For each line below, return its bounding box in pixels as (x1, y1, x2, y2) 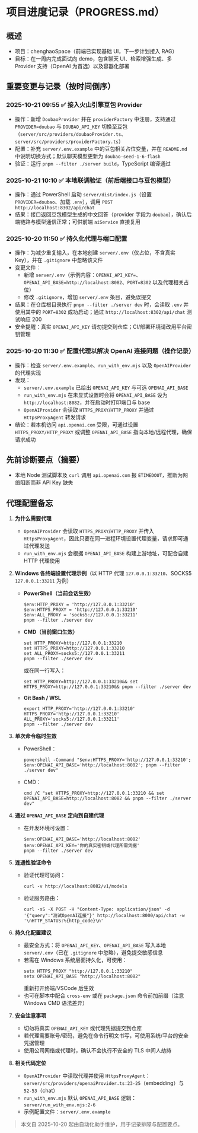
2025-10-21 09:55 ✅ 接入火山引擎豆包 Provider (6, 101, 143, 109)
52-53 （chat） (23, 1087, 59, 1094)
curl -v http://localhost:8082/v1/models (23, 883, 127, 890)
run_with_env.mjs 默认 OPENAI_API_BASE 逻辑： (23, 1094, 137, 1102)
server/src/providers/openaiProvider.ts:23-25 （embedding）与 (23, 1080, 184, 1087)
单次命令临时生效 (14, 733, 57, 740)
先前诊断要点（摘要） (6, 454, 84, 464)
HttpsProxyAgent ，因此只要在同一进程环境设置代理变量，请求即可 (23, 535, 183, 542)
